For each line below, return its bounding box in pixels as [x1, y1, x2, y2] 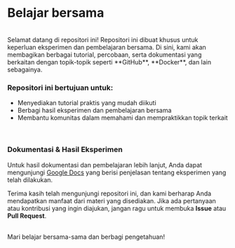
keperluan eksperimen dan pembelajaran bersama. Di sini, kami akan [7, 43, 207, 51]
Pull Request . [7, 212, 47, 220]
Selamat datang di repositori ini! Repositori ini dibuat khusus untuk [7, 35, 199, 43]
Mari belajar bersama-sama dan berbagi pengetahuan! [7, 233, 166, 241]
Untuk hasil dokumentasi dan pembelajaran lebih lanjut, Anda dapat [7, 160, 202, 169]
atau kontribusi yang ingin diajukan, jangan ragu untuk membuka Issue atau [7, 204, 227, 212]
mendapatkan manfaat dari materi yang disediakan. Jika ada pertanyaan [7, 196, 216, 205]
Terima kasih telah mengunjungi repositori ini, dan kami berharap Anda [7, 189, 212, 198]
